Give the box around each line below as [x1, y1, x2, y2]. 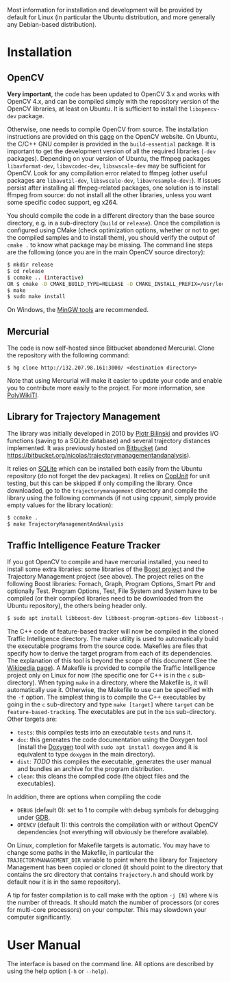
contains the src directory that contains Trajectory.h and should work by [7, 871, 214, 879]
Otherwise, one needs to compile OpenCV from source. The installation [7, 125, 209, 133]
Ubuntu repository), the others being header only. [7, 601, 147, 610]
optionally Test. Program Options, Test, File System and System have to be [7, 587, 218, 595]
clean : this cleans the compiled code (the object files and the [16, 772, 190, 781]
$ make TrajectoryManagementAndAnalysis [7, 520, 125, 528]
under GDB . [16, 814, 51, 822]
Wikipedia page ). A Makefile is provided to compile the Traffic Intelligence [7, 664, 216, 672]
